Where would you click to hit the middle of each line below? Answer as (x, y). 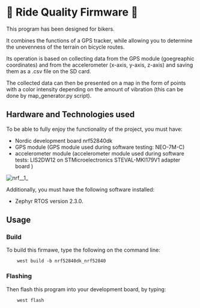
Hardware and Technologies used (71, 114)
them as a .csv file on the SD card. (49, 71)
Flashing (19, 276)
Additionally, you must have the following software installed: (80, 189)
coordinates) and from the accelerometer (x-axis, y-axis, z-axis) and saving (100, 65)
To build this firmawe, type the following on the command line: (83, 250)
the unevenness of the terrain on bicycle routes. (65, 47)
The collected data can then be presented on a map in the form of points (96, 83)
